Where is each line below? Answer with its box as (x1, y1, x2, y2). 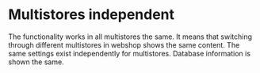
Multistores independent (8, 6, 175, 24)
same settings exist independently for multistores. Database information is (8, 48, 251, 58)
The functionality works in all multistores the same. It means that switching (8, 32, 252, 41)
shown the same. (8, 57, 65, 67)
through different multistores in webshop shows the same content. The (8, 40, 240, 49)
